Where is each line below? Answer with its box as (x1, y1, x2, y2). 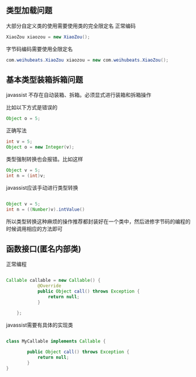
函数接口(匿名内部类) (6, 244, 81, 254)
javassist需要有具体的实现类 (6, 321, 73, 328)
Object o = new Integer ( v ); (6, 144, 75, 150)
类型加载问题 (6, 5, 53, 16)
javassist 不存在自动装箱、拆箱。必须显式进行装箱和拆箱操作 (6, 92, 152, 99)
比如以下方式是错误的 (6, 104, 57, 111)
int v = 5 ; (6, 139, 33, 145)
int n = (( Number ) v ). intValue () (6, 206, 85, 213)
